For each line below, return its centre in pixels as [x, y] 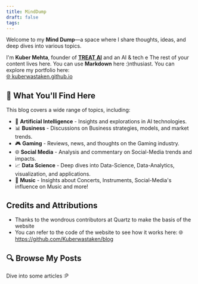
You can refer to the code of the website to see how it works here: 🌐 [99, 232]
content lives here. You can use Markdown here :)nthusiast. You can [90, 64]
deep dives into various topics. [44, 46]
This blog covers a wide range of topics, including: [68, 110]
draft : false [22, 17]
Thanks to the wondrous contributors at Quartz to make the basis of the [103, 220]
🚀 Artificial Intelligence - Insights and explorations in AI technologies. [101, 121]
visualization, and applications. [53, 174]
